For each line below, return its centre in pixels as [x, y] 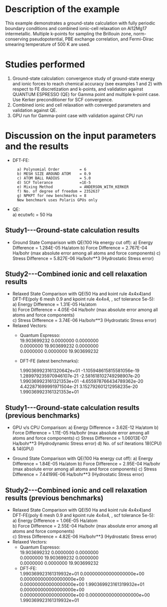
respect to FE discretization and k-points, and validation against [78, 89]
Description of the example [62, 9]
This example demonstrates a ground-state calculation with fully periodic [80, 23]
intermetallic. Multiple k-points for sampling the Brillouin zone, [69, 33]
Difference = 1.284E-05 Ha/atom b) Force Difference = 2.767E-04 [80, 247]
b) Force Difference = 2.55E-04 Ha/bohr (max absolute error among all [85, 526]
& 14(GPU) [23, 449]
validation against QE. [35, 110]
